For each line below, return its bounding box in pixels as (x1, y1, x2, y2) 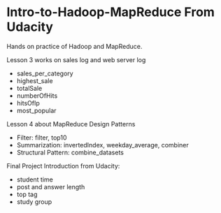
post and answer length (16, 182, 85, 191)
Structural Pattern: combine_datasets (16, 148, 124, 156)
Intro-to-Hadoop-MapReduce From (6, 4, 215, 20)
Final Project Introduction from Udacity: (6, 161, 120, 170)
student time (16, 175, 53, 184)
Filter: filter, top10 (16, 133, 67, 142)
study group (16, 197, 52, 206)
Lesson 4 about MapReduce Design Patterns (6, 119, 136, 128)
